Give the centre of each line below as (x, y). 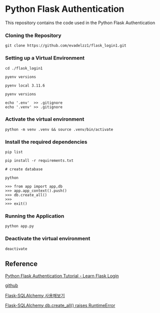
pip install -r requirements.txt (39, 161)
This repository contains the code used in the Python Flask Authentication (80, 23)
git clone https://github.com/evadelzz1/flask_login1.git (66, 46)
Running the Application (35, 216)
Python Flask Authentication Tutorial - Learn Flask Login (62, 276)
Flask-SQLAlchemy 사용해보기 (35, 295)
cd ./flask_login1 (24, 68)
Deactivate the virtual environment (48, 239)
